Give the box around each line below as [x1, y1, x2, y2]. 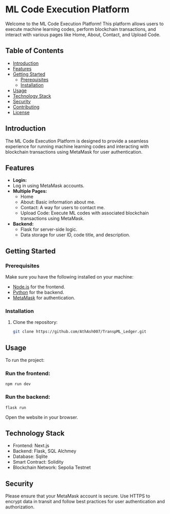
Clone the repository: [12, 319, 58, 325]
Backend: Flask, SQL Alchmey [12, 448, 77, 454]
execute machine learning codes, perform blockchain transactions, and [5, 26, 156, 32]
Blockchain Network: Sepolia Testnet [12, 464, 91, 471]
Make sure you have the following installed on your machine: [5, 274, 134, 280]
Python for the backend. [12, 289, 64, 296]
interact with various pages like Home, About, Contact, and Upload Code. [5, 31, 161, 38]
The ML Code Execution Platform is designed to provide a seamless [5, 138, 149, 144]
